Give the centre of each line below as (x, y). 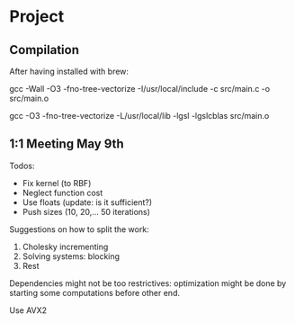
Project (37, 17)
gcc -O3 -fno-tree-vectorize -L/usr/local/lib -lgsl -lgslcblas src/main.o (139, 116)
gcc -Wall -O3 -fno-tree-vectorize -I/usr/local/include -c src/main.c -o (140, 89)
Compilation (44, 50)
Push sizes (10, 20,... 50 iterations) (86, 211)
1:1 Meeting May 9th (67, 144)
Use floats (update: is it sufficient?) (87, 202)
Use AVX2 (28, 310)
